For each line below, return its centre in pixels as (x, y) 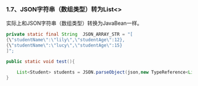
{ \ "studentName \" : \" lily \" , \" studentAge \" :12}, (66, 40)
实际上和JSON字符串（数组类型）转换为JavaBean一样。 (74, 23)
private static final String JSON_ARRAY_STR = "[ (70, 34)
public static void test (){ (41, 61)
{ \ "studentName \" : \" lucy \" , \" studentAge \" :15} (64, 45)
